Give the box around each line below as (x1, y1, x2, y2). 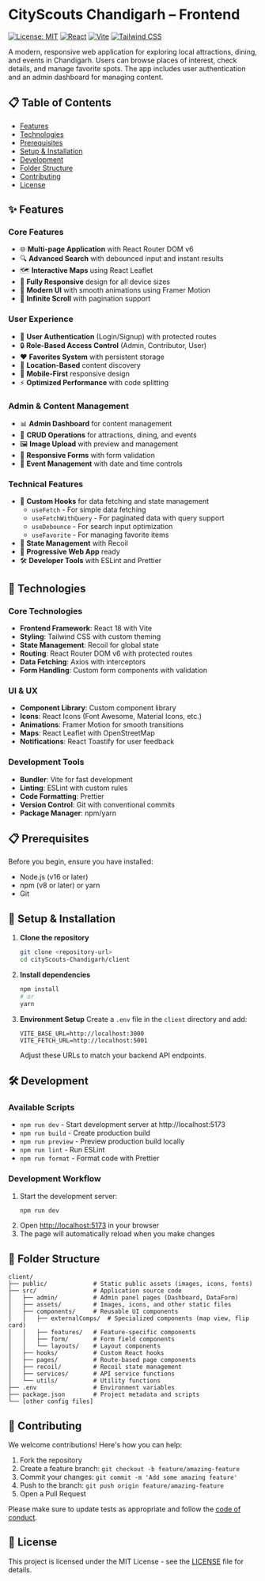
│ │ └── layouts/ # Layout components (8, 1342, 161, 1350)
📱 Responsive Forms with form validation (19, 451, 156, 460)
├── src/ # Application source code (8, 1287, 182, 1295)
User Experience (8, 314, 74, 325)
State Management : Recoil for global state (19, 641, 160, 650)
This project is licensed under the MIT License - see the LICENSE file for (8, 1556, 244, 1566)
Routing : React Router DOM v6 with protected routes (19, 649, 193, 658)
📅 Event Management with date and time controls (19, 459, 184, 468)
